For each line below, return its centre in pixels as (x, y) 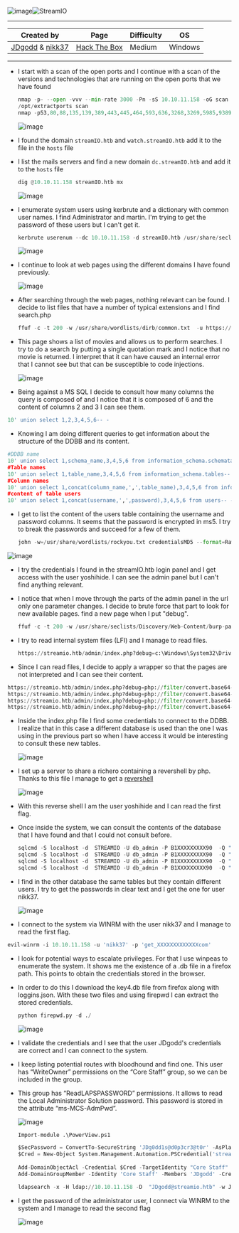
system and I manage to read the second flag (84, 1208)
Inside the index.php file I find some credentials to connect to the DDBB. (123, 721)
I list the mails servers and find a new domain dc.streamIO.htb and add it (124, 161)
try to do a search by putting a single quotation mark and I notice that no (123, 349)
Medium (144, 47)
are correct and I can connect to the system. (83, 1050)
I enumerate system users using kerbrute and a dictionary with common (123, 209)
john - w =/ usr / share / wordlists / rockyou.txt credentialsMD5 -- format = (121, 543)
